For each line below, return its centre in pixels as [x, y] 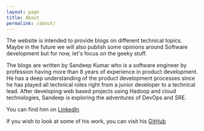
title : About [23, 18]
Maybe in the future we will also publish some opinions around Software [97, 47]
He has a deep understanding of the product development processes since [101, 78]
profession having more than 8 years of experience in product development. [102, 72]
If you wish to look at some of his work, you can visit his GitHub [86, 121]
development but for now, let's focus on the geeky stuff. [77, 54]
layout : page [23, 12]
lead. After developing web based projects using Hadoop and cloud [91, 91]
